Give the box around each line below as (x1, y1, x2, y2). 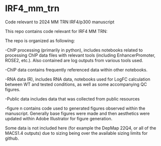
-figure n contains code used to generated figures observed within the (5, 105, 146, 111)
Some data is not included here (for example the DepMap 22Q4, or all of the (5, 125, 156, 131)
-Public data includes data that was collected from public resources (5, 96, 140, 102)
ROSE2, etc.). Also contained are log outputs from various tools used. (5, 57, 144, 63)
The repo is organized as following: (5, 37, 75, 44)
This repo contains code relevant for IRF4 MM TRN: (5, 28, 108, 34)
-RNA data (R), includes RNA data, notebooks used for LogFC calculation (5, 76, 151, 82)
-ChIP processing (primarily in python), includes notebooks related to (5, 47, 143, 53)
